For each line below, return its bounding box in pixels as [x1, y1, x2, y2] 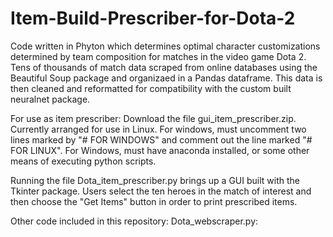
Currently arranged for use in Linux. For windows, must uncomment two [10, 123, 307, 135]
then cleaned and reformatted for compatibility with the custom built [10, 82, 292, 94]
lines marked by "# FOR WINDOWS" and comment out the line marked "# [10, 133, 313, 146]
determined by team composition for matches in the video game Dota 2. [10, 50, 307, 62]
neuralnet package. [10, 93, 91, 105]
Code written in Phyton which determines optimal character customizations [10, 40, 321, 52]
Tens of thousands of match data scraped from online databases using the [10, 61, 318, 73]
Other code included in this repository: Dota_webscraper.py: [10, 215, 259, 227]
